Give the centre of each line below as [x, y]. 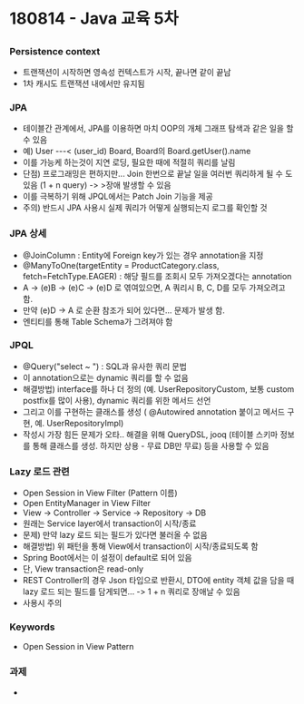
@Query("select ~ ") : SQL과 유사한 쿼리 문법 [105, 366]
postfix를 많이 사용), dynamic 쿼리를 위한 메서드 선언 [117, 400]
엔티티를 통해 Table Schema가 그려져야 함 [98, 321]
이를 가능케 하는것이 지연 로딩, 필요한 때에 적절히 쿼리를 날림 [129, 162]
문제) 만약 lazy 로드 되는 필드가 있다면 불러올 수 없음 [115, 535]
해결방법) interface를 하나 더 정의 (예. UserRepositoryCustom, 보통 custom [158, 389]
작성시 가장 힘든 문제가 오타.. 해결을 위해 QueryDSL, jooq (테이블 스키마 [150, 434]
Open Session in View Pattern [78, 647]
